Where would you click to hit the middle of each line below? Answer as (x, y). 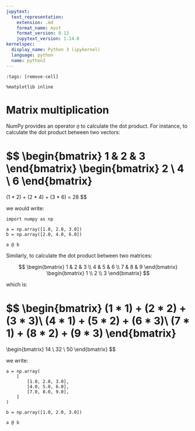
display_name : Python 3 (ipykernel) (56, 50)
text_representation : (38, 17)
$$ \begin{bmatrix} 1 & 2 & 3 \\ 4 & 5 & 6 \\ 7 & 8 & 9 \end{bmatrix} (98, 267)
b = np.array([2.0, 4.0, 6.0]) (44, 235)
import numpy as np (30, 219)
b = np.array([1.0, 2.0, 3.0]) (44, 413)
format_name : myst (39, 28)
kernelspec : (20, 45)
